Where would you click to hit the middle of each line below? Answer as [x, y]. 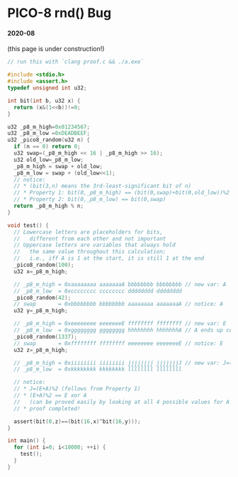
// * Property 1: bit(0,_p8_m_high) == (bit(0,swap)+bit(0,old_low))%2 [122, 193]
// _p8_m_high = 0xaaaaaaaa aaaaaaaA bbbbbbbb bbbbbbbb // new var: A [120, 284]
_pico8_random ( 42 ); [42, 297]
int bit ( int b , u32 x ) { [44, 101]
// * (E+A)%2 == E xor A [50, 395]
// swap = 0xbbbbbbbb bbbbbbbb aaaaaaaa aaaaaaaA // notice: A [118, 304]
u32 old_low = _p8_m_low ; [49, 160]
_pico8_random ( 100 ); [44, 265]
